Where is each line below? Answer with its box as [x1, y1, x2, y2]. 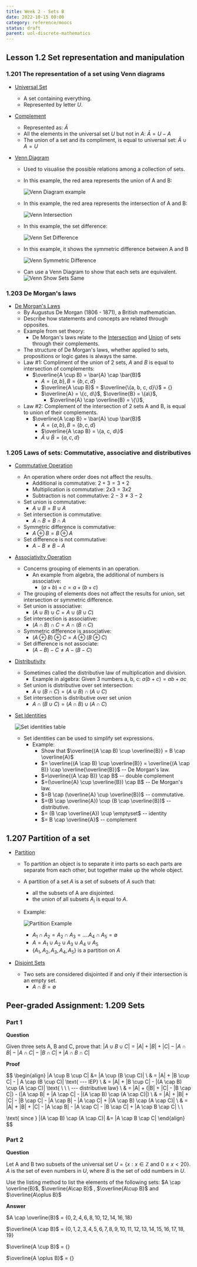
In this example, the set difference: [23, 222, 108, 230]
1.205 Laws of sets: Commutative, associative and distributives [6, 449, 191, 457]
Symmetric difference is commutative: [23, 524, 116, 531]
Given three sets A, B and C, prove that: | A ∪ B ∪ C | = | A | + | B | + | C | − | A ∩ [6, 1043, 186, 1050]
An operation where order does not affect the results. [23, 474, 153, 481]
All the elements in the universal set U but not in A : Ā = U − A [23, 130, 172, 137]
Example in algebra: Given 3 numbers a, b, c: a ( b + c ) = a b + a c [32, 676, 187, 683]
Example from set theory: [23, 327, 85, 335]
